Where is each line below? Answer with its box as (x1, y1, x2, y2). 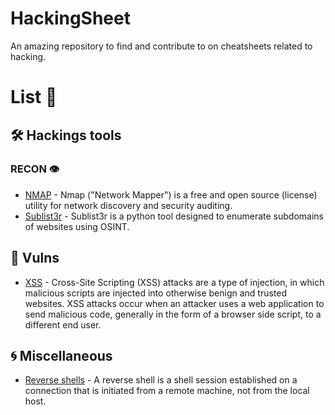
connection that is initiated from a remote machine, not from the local (24, 385, 310, 397)
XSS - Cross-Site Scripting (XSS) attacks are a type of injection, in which (24, 276, 325, 288)
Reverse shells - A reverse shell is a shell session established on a (24, 374, 298, 386)
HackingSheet (10, 7, 131, 30)
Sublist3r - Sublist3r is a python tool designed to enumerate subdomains (24, 210, 324, 222)
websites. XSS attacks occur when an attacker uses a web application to (24, 297, 325, 309)
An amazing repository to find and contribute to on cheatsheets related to (10, 40, 313, 52)
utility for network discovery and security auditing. (24, 199, 233, 211)
